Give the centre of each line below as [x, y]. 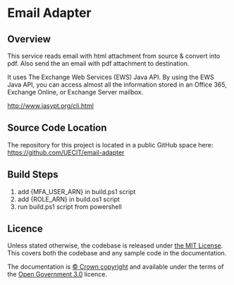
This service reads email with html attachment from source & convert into [114, 56]
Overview [29, 39]
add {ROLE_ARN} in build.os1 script [68, 199]
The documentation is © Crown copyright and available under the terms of [116, 267]
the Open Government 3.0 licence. [57, 274]
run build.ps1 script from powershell [69, 207]
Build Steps [33, 175]
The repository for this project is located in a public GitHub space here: [110, 145]
